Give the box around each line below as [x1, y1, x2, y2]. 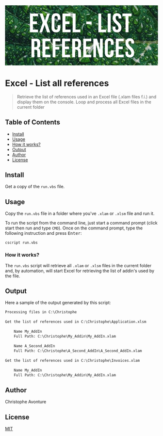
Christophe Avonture [5, 399, 47, 405]
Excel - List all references [5, 78, 109, 89]
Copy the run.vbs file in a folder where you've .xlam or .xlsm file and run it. [5, 210, 155, 216]
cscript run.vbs [5, 241, 38, 245]
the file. [5, 273, 20, 279]
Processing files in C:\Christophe [5, 310, 77, 315]
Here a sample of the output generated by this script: [5, 300, 111, 306]
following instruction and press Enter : [5, 230, 82, 236]
